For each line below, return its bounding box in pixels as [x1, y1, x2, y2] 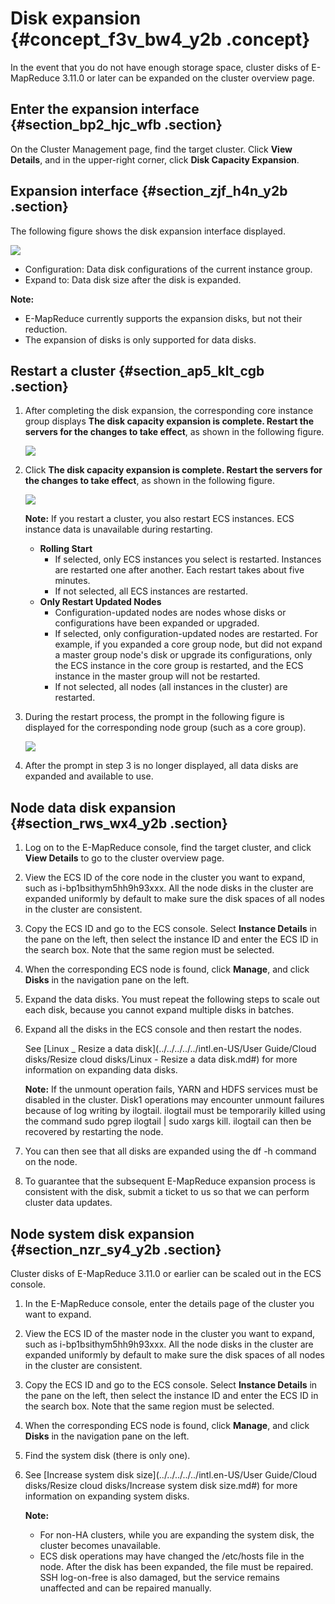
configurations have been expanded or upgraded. [54, 617, 260, 629]
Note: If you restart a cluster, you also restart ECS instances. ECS [24, 513, 295, 525]
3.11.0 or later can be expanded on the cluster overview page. [61, 72, 315, 84]
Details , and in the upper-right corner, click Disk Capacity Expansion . [10, 153, 300, 166]
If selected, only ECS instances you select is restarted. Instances [54, 553, 322, 566]
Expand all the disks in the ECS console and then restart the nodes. [24, 1023, 302, 1036]
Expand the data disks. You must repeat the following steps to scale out [24, 993, 320, 1006]
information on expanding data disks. [24, 1064, 178, 1076]
